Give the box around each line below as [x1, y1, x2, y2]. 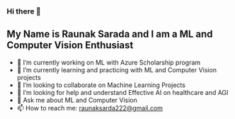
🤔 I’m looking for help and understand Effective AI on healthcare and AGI [16, 88, 229, 96]
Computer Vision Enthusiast [6, 39, 134, 52]
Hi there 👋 [6, 6, 42, 16]
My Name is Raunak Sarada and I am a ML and [6, 28, 213, 40]
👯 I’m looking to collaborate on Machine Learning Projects [16, 81, 185, 89]
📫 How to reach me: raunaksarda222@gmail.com [16, 103, 164, 112]
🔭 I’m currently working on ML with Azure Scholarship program [16, 58, 201, 67]
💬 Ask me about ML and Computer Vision [16, 96, 137, 104]
